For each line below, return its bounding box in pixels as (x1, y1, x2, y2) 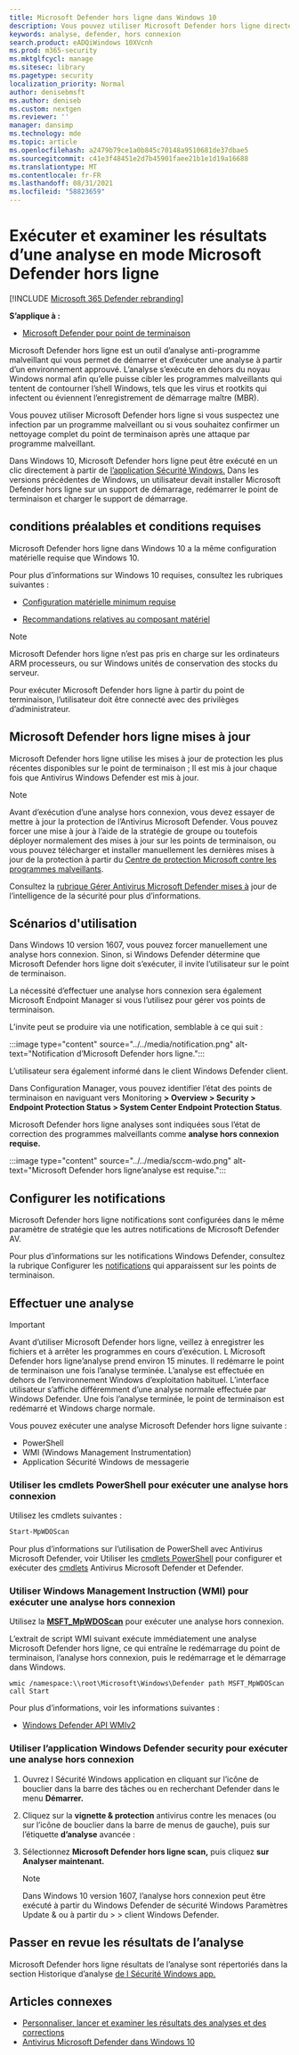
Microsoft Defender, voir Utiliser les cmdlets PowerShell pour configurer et (9, 1554, 283, 1564)
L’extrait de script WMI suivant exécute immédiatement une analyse (9, 1634, 257, 1645)
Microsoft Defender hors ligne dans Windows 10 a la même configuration (9, 543, 277, 553)
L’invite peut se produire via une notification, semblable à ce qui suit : (9, 1022, 263, 1032)
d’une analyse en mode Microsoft (9, 244, 262, 265)
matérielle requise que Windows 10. (9, 552, 140, 563)
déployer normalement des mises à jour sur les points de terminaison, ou (9, 835, 277, 846)
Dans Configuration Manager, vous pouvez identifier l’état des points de (9, 1083, 273, 1094)
